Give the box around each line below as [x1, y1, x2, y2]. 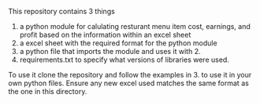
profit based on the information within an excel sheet [19, 30, 191, 39]
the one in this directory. [8, 87, 87, 96]
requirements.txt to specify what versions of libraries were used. [19, 55, 230, 64]
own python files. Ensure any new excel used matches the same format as [8, 78, 250, 88]
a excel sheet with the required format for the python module [19, 38, 218, 48]
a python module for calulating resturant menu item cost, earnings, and [19, 22, 251, 30]
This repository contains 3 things [8, 7, 116, 16]
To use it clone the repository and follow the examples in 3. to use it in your [8, 70, 252, 79]
